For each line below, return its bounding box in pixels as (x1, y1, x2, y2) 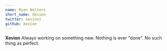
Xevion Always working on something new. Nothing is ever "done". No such (5, 35, 162, 41)
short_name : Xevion (5, 12, 46, 17)
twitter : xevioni (5, 16, 42, 21)
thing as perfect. (5, 40, 40, 46)
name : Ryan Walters (5, 7, 46, 12)
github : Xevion (5, 21, 37, 26)
